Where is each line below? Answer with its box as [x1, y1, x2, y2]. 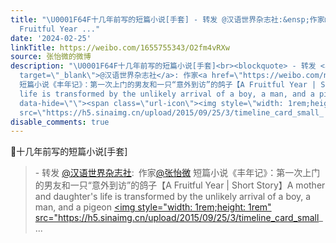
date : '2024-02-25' [10, 33, 92, 43]
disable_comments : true [10, 117, 110, 127]
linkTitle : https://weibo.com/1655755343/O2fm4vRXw [10, 42, 230, 53]
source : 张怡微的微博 [10, 52, 92, 62]
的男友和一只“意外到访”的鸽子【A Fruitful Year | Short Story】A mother [34, 179, 326, 191]
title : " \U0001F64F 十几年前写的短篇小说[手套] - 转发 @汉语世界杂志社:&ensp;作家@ [10, 14, 330, 25]
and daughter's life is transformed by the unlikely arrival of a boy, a [34, 191, 312, 203]
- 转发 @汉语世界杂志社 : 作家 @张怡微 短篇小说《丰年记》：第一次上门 [34, 167, 321, 179]
